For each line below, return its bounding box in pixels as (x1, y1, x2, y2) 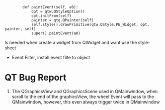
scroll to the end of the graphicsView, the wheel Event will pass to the (11, 94, 155, 100)
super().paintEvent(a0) (31, 31, 81, 36)
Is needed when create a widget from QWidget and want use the (4, 40, 137, 45)
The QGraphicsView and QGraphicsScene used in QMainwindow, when (11, 88, 158, 94)
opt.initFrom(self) (31, 13, 72, 18)
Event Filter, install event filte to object (11, 55, 90, 60)
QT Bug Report (4, 72, 67, 83)
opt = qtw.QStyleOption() (31, 9, 85, 14)
